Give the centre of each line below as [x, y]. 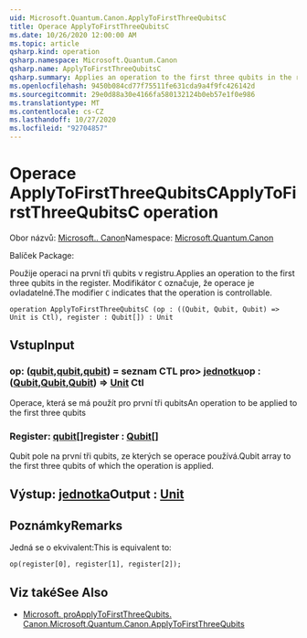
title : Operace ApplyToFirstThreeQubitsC [90, 27]
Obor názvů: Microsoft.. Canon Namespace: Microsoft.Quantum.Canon [142, 238]
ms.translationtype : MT [55, 103]
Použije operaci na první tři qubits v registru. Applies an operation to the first [152, 273]
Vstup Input [42, 345]
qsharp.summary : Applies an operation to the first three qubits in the [151, 78]
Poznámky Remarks [66, 525]
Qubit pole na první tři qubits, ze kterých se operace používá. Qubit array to [150, 456]
